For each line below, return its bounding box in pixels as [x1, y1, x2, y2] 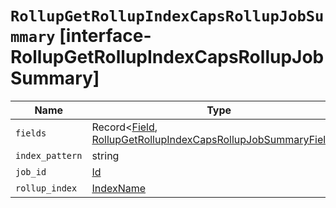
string [91, 148, 120, 162]
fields [15, 127, 47, 139]
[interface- [59, 25, 152, 47]
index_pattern [15, 150, 83, 161]
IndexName [91, 181, 147, 195]
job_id [15, 166, 47, 177]
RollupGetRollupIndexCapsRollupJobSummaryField [91, 132, 332, 146]
